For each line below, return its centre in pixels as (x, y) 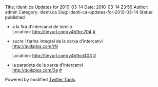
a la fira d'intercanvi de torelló (42, 27)
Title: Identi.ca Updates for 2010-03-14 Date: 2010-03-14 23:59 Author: (77, 7)
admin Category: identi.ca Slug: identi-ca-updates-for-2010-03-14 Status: (79, 12)
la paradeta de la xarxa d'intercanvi (48, 65)
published (15, 17)
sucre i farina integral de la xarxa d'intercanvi (58, 41)
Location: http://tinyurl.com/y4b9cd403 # (54, 56)
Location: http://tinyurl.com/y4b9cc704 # (54, 32)
